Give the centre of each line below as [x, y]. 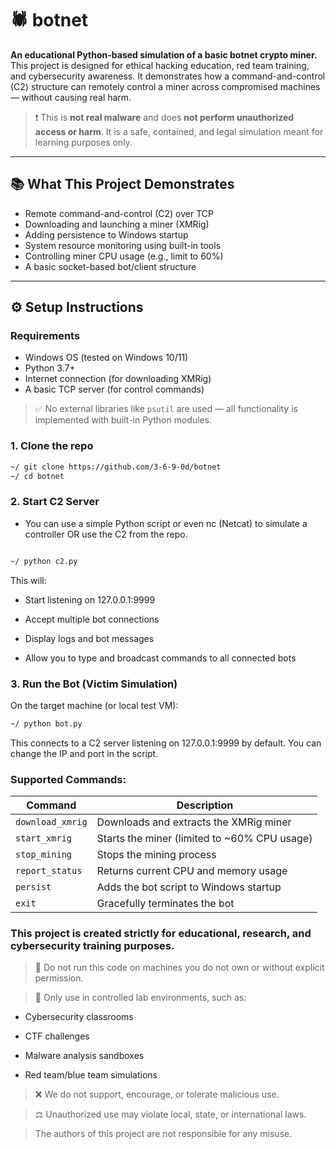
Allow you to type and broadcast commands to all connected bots [160, 658]
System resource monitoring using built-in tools [123, 245]
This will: [28, 580]
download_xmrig [51, 822]
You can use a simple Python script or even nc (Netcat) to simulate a [166, 523]
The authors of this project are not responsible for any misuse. [163, 1134]
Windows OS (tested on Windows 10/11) [106, 358]
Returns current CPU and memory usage [192, 871]
